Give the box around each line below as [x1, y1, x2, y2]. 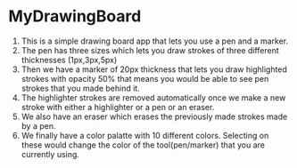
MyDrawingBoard [8, 6, 142, 27]
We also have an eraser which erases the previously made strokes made [21, 111, 288, 122]
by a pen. [21, 120, 56, 131]
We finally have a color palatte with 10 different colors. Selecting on [21, 130, 269, 140]
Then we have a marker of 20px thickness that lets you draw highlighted [21, 64, 287, 75]
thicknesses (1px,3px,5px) [21, 54, 118, 65]
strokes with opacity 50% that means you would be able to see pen [21, 73, 269, 84]
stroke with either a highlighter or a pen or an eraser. [21, 101, 215, 112]
